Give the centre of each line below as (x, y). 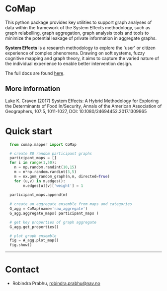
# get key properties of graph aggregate (53, 222)
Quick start (29, 131)
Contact (22, 269)
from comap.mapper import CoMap (43, 144)
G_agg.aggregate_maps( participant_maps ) (54, 213)
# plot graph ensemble (33, 236)
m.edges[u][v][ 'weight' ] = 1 (53, 186)
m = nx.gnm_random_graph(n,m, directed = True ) (62, 176)
